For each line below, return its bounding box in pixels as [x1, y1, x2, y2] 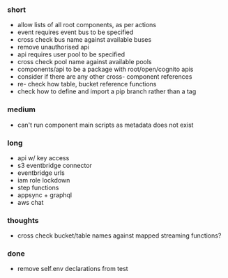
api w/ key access [17, 153, 70, 162]
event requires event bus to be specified [17, 28, 134, 36]
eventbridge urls [17, 169, 65, 177]
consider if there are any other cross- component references [17, 72, 192, 81]
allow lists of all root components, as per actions [17, 21, 157, 29]
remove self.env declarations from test [17, 265, 128, 273]
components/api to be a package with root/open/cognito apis [17, 65, 194, 74]
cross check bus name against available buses [17, 36, 152, 44]
